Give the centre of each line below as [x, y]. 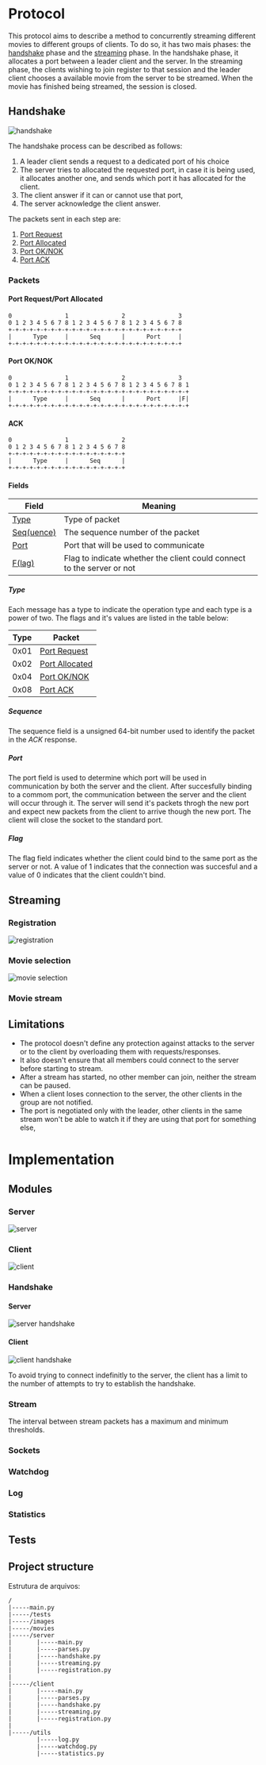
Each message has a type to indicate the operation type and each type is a [130, 610]
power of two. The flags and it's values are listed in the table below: [119, 618]
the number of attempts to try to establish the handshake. [102, 1383]
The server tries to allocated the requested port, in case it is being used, [137, 170]
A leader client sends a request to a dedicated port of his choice [124, 161]
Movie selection [40, 960]
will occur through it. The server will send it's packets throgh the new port [129, 803]
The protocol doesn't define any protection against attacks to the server [137, 1043]
